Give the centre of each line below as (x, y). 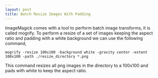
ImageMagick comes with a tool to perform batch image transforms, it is (78, 28)
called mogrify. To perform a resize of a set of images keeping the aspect (79, 33)
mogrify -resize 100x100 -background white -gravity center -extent (76, 52)
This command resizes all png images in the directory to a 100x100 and (77, 65)
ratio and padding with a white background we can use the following (74, 38)
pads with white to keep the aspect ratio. (46, 70)
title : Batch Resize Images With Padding (48, 14)
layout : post (18, 9)
